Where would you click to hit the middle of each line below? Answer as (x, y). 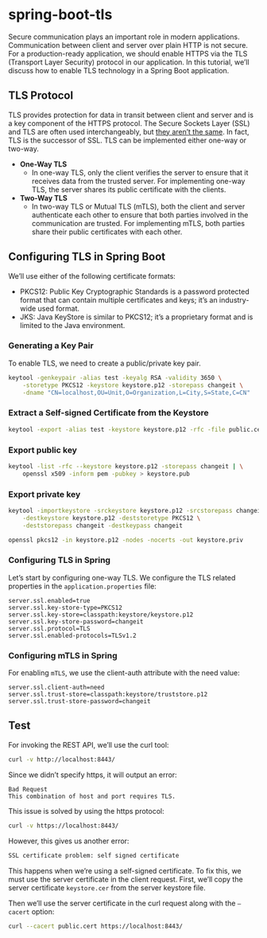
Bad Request (28, 789)
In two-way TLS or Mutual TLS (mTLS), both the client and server (138, 206)
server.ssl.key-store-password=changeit (76, 621)
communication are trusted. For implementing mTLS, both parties (138, 223)
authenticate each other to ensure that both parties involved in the (140, 215)
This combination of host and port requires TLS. (92, 796)
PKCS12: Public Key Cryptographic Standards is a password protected (134, 291)
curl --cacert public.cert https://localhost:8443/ (95, 926)
